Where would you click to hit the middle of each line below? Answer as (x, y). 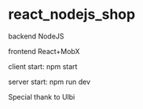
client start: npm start (43, 66)
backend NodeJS (36, 36)
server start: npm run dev (49, 82)
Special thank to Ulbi (42, 96)
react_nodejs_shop (72, 15)
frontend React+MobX (44, 51)
